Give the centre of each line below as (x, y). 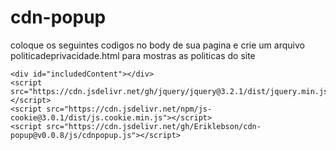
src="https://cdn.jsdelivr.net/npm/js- (129, 109)
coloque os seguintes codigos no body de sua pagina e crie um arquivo (157, 45)
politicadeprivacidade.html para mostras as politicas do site (133, 55)
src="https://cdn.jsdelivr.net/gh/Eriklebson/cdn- (154, 126)
